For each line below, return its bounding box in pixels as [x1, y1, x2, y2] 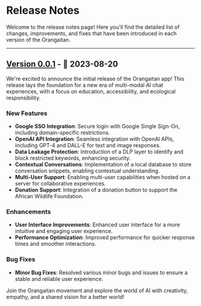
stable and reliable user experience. [14, 275, 103, 282]
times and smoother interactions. [14, 240, 97, 247]
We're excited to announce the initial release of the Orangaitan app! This [6, 75, 184, 82]
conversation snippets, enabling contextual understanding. [14, 167, 160, 174]
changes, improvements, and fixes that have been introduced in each [6, 29, 177, 37]
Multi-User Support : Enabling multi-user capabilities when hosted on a [14, 174, 191, 181]
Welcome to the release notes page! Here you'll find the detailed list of [6, 23, 180, 31]
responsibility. [6, 94, 41, 101]
